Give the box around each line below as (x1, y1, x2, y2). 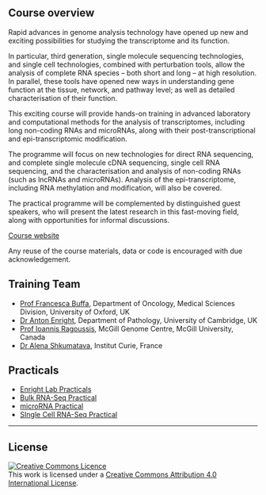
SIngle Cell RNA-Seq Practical (19, 410, 118, 420)
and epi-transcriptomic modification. (8, 134, 128, 144)
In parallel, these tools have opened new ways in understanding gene (8, 76, 235, 86)
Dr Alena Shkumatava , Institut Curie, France (19, 340, 163, 350)
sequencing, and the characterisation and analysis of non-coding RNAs (8, 166, 241, 175)
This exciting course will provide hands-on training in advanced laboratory (8, 109, 251, 118)
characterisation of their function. (8, 93, 118, 102)
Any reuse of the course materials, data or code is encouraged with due (8, 246, 243, 255)
